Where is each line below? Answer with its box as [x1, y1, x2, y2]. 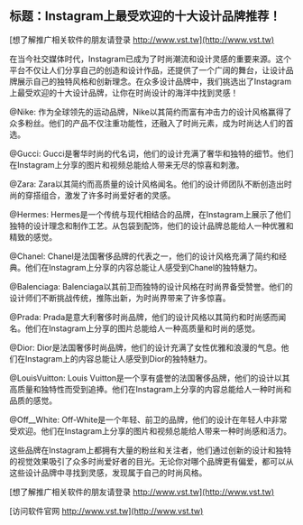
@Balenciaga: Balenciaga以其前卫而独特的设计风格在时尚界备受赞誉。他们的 [9, 281, 293, 291]
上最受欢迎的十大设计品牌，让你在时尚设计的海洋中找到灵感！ [9, 87, 239, 97]
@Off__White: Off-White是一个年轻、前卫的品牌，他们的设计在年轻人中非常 [9, 414, 288, 425]
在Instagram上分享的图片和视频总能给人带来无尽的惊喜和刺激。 [9, 159, 244, 170]
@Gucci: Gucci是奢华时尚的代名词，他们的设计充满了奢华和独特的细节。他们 [9, 148, 294, 159]
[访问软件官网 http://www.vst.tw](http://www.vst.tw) [9, 505, 204, 516]
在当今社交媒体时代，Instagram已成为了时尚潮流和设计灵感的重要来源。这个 [9, 53, 291, 64]
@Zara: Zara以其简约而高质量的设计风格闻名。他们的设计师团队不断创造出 [9, 179, 285, 189]
